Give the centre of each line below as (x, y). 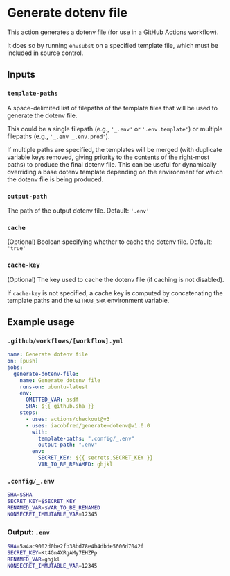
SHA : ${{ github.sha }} (60, 406)
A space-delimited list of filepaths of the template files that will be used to (113, 108)
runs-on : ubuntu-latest (54, 387)
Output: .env (29, 532)
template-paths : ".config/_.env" (86, 438)
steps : (29, 413)
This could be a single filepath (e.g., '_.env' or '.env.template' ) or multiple (115, 129)
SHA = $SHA (20, 495)
